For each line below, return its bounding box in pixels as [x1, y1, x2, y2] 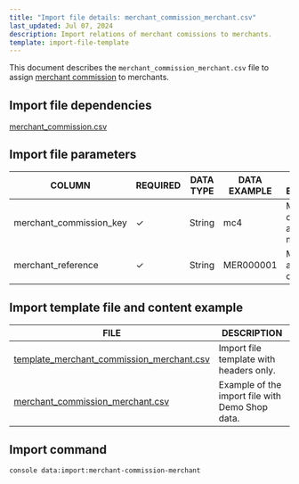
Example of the [218, 378, 282, 390]
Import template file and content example [9, 300, 243, 316]
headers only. [218, 364, 276, 376]
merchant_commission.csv [9, 121, 108, 132]
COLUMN [50, 179, 91, 192]
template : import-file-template [9, 37, 129, 47]
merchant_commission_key [13, 216, 127, 228]
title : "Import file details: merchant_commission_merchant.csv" [9, 12, 256, 22]
